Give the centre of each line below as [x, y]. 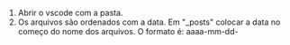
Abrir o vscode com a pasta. [70, 13]
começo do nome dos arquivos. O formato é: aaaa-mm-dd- [128, 31]
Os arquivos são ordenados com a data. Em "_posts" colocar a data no [149, 22]
